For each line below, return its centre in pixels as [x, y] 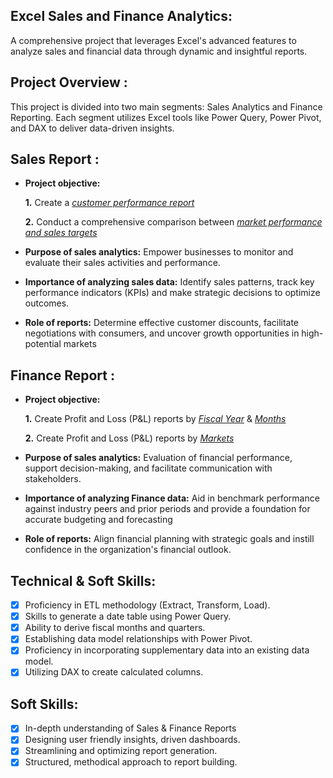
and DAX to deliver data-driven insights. [92, 128]
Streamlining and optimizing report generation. [121, 751]
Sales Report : [55, 159]
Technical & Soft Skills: [83, 580]
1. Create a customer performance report [109, 203]
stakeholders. [53, 479]
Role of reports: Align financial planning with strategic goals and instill [169, 539]
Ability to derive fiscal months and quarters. [115, 628]
